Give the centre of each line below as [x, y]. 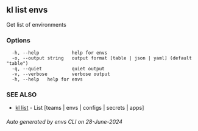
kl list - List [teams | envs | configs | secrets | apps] [80, 108]
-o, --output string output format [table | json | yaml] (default [102, 58]
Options [18, 40]
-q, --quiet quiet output [58, 69]
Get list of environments [37, 24]
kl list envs [27, 10]
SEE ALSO [22, 95]
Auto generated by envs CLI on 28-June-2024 [65, 122]
